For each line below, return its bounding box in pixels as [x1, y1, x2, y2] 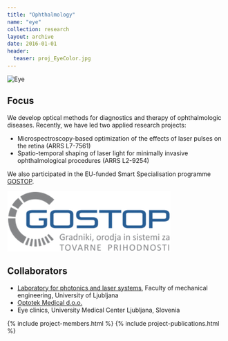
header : [7, 48, 30, 55]
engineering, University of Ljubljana [17, 291, 119, 299]
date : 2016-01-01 [7, 40, 57, 48]
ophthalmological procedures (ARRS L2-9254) [17, 156, 150, 164]
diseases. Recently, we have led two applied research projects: [7, 121, 187, 129]
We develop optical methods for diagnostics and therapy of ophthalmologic [7, 113, 222, 121]
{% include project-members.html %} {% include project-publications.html [7, 319, 220, 327]
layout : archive [7, 33, 54, 40]
